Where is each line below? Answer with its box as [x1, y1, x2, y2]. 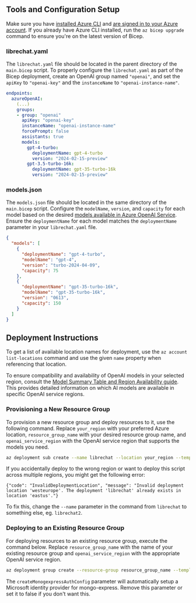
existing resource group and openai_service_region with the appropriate [6, 549, 180, 557]
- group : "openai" [16, 112, 61, 118]
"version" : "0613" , [21, 295, 69, 301]
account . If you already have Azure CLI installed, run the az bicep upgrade [6, 26, 184, 33]
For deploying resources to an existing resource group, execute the [6, 537, 168, 544]
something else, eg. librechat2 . [6, 510, 83, 517]
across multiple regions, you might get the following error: [6, 472, 145, 479]
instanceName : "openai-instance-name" [21, 123, 116, 129]
